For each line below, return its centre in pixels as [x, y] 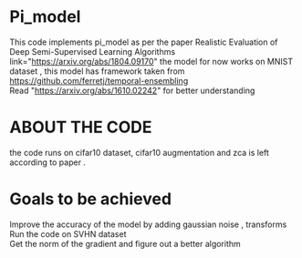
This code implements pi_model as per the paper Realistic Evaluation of [144, 42]
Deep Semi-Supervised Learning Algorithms [93, 51]
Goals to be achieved [90, 199]
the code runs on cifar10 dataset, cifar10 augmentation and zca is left [139, 152]
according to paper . [48, 162]
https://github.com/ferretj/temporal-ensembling [99, 80]
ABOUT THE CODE [81, 127]
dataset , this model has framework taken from [97, 71]
